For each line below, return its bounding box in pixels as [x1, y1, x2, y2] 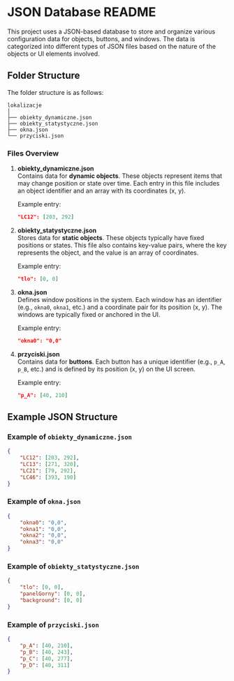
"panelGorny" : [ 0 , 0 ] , [20, 590, 86, 597]
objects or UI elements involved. [7, 50, 100, 58]
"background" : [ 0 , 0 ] [20, 597, 82, 604]
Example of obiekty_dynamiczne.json [7, 432, 133, 442]
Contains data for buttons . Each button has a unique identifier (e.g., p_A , [17, 357, 226, 366]
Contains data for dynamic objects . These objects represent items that [17, 172, 222, 180]
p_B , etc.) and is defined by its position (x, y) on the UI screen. [17, 364, 196, 373]
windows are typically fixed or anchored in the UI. [17, 310, 161, 318]
